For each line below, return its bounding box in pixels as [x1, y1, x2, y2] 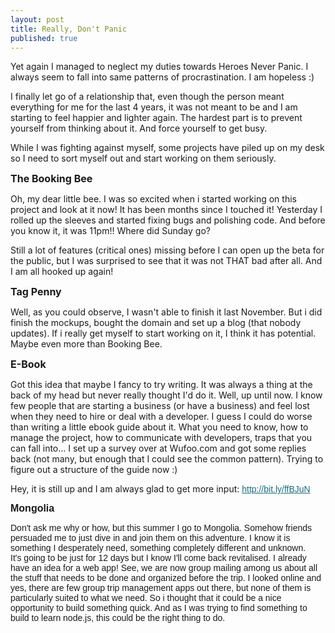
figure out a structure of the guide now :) [10, 464, 178, 476]
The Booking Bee [10, 172, 93, 186]
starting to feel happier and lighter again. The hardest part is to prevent [10, 112, 303, 124]
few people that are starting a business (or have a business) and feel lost [10, 400, 310, 412]
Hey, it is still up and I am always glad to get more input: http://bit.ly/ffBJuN [10, 483, 311, 495]
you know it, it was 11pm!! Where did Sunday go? [10, 225, 211, 237]
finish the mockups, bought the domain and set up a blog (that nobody [10, 317, 302, 329]
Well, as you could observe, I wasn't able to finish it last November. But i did [10, 306, 323, 318]
